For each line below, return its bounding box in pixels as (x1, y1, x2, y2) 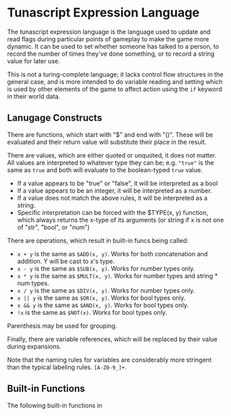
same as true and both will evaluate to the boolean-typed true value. (7, 165, 203, 174)
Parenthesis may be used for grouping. (7, 322, 118, 330)
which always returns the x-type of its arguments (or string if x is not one (16, 216, 224, 224)
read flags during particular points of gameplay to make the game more (7, 34, 210, 43)
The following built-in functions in (7, 401, 102, 409)
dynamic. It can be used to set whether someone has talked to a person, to (7, 42, 219, 50)
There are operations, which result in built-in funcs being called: (7, 236, 189, 245)
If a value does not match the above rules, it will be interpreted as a (16, 194, 208, 202)
